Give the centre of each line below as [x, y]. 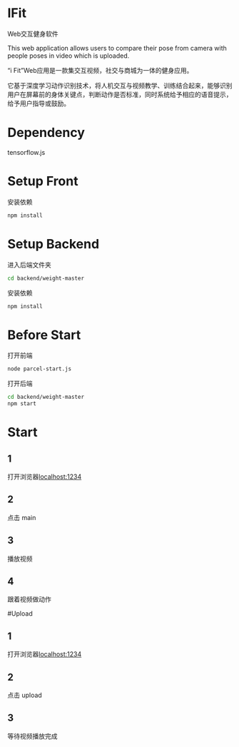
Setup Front [43, 182]
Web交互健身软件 [33, 34]
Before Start [44, 335]
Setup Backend [54, 244]
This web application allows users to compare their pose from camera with [117, 48]
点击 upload [25, 695]
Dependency [46, 133]
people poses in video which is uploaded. [68, 56]
